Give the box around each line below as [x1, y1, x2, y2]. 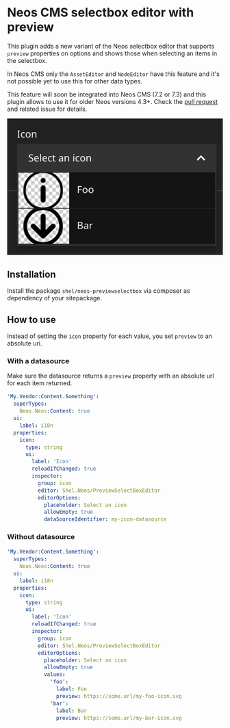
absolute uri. [7, 339, 42, 348]
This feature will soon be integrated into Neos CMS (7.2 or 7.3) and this [7, 90, 207, 99]
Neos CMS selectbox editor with [7, 5, 194, 21]
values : [43, 671, 66, 678]
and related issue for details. [7, 105, 88, 113]
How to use [7, 313, 56, 326]
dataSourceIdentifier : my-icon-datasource [43, 516, 167, 523]
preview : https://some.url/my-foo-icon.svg [55, 692, 183, 699]
